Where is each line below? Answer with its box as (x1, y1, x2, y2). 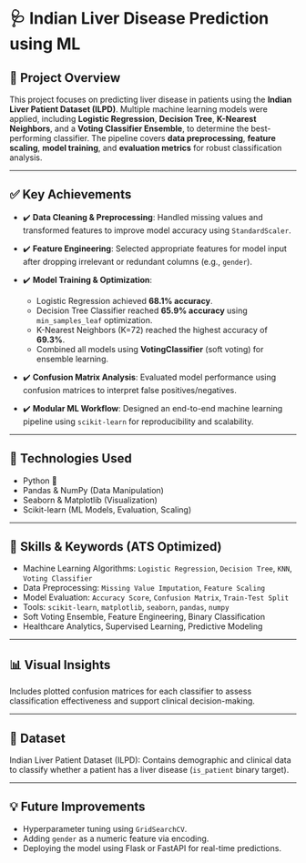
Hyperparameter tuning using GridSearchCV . (22, 823, 188, 834)
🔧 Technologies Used (9, 451, 132, 466)
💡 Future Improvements (9, 799, 146, 815)
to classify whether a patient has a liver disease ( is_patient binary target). (9, 765, 290, 776)
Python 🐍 (22, 475, 57, 486)
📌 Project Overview (9, 70, 121, 86)
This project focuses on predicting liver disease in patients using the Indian (9, 94, 292, 105)
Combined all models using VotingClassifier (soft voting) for (36, 343, 264, 354)
